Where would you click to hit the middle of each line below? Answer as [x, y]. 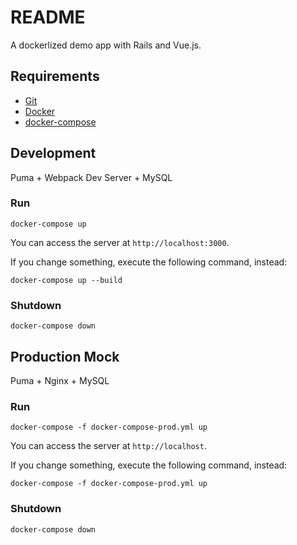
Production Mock [65, 356]
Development [53, 153]
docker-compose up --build [66, 280]
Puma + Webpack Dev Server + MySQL [91, 177]
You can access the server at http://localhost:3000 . [120, 242]
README [48, 17]
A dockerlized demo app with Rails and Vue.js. [106, 45]
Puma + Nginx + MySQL [60, 380]
